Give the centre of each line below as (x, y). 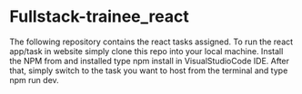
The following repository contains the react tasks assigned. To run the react (151, 42)
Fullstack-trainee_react (99, 17)
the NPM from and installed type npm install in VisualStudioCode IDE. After (149, 61)
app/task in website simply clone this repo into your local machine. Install (146, 51)
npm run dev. (34, 80)
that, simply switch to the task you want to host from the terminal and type (149, 70)
